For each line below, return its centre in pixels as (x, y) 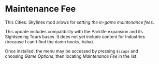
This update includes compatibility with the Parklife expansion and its (74, 31)
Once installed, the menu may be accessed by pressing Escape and (72, 51)
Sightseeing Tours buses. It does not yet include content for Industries (75, 37)
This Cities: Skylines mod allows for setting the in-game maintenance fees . (80, 22)
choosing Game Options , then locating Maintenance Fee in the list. (71, 56)
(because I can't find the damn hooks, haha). (50, 41)
